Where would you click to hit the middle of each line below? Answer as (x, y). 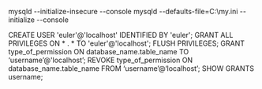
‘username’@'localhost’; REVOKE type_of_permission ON (101, 60)
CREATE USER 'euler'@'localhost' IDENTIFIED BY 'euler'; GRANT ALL (121, 35)
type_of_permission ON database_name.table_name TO (99, 52)
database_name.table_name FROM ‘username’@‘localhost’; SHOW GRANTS (131, 69)
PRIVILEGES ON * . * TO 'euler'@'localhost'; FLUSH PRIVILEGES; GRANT (127, 43)
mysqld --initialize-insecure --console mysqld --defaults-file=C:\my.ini (123, 11)
